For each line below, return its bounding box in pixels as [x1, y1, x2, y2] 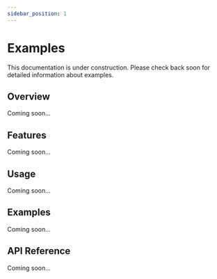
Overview [7, 90, 51, 102]
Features [7, 129, 47, 141]
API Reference [7, 245, 71, 257]
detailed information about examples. [7, 70, 114, 79]
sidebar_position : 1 [7, 10, 67, 17]
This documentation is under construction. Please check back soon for [7, 63, 211, 72]
